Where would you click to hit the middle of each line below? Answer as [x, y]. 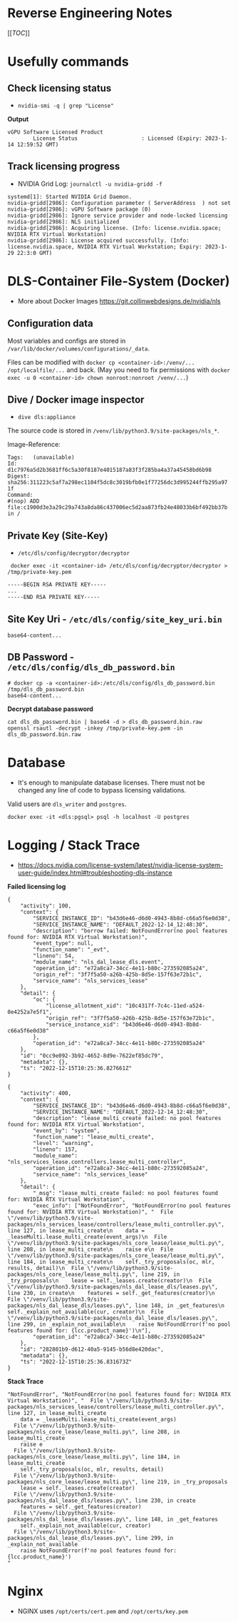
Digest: [19, 476]
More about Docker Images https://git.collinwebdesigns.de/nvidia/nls [119, 301]
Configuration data [51, 324]
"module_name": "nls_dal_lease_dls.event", [98, 962]
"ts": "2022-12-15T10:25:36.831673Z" [76, 1361]
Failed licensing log [37, 886]
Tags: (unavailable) [41, 458]
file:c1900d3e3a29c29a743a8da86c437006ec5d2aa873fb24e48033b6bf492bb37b [118, 508]
